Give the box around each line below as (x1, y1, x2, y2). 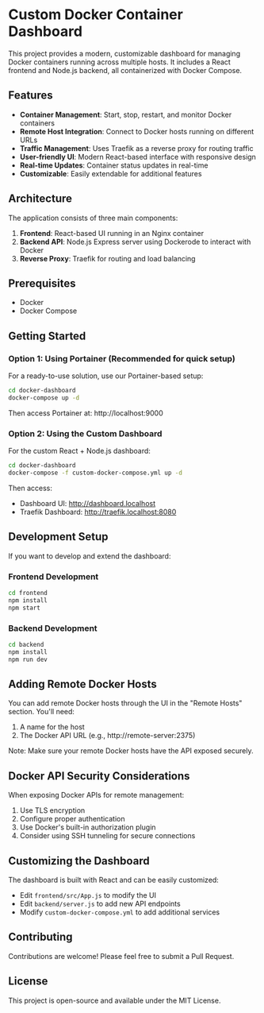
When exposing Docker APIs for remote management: (8, 791, 185, 800)
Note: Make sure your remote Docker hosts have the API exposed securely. (8, 746, 254, 756)
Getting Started (8, 329, 86, 342)
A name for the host (19, 722, 85, 732)
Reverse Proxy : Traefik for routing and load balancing (19, 253, 196, 263)
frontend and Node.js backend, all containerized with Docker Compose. (8, 65, 243, 75)
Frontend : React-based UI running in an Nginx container (19, 228, 205, 238)
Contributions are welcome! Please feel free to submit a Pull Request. (8, 951, 235, 961)
